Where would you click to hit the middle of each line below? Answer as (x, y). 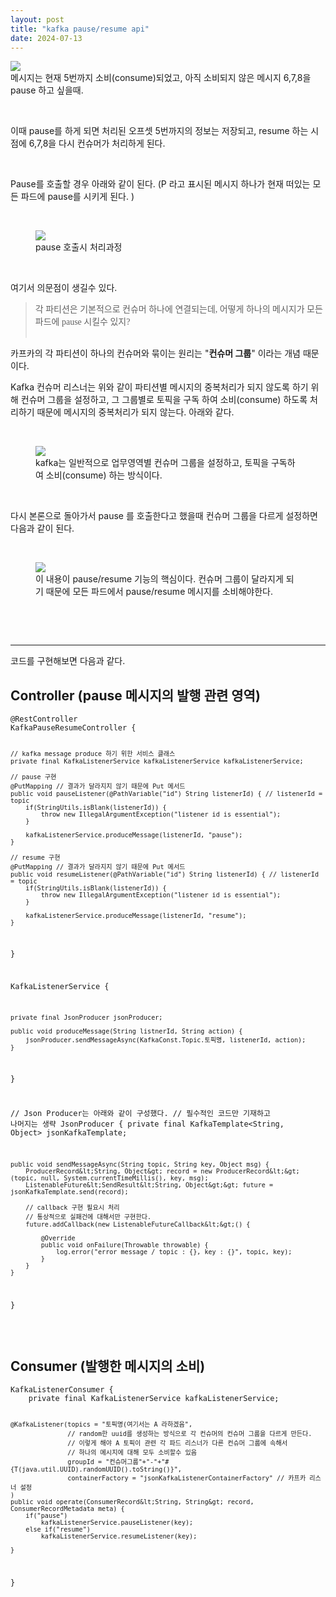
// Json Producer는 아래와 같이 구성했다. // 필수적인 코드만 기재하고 (140, 1113)
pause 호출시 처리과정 (79, 247)
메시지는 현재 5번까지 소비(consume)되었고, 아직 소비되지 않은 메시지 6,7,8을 (161, 78)
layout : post (37, 19)
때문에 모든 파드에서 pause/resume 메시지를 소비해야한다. (159, 592)
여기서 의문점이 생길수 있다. (64, 288)
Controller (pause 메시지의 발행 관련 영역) (135, 695)
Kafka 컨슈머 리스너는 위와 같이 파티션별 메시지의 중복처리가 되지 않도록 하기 (159, 387)
